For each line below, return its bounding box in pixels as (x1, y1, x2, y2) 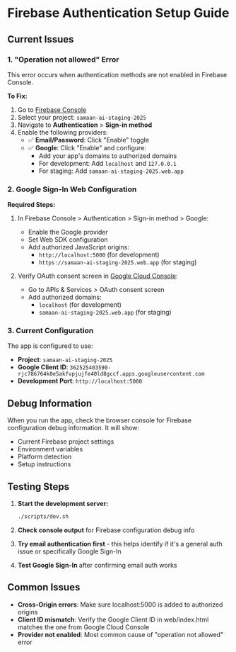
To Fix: (7, 91, 28, 100)
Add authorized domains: (28, 293, 102, 302)
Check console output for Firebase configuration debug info (17, 526, 195, 534)
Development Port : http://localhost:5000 (17, 377, 143, 386)
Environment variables (17, 445, 83, 454)
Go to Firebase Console (17, 105, 87, 114)
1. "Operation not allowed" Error (7, 55, 119, 64)
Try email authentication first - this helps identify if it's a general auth (17, 539, 223, 548)
